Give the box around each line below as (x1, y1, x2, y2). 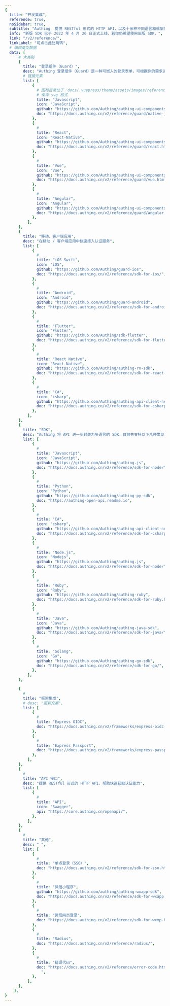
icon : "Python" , (37, 489, 71, 494)
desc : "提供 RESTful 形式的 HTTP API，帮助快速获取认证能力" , (23, 781, 145, 786)
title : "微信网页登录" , (37, 913, 82, 918)
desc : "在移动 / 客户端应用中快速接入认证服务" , (23, 238, 115, 244)
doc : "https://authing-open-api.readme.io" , (37, 498, 132, 503)
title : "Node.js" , (37, 550, 76, 555)
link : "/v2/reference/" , (9, 36, 62, 41)
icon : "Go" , (37, 653, 62, 658)
